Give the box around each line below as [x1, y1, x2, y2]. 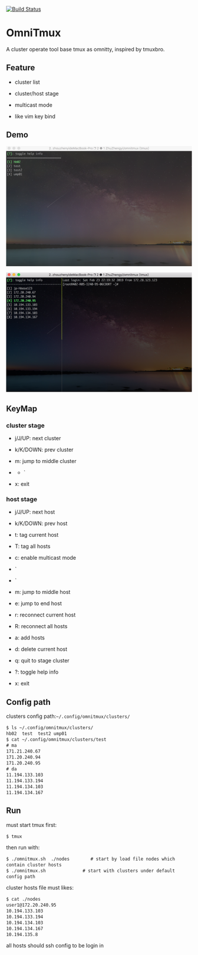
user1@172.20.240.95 [6, 902, 57, 908]
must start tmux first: [6, 821, 57, 828]
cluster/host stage [14, 90, 59, 97]
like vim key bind [14, 113, 56, 120]
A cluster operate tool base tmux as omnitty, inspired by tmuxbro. [6, 45, 165, 52]
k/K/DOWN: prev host [14, 520, 68, 527]
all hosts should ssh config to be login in [6, 941, 104, 949]
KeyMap [6, 403, 38, 413]
